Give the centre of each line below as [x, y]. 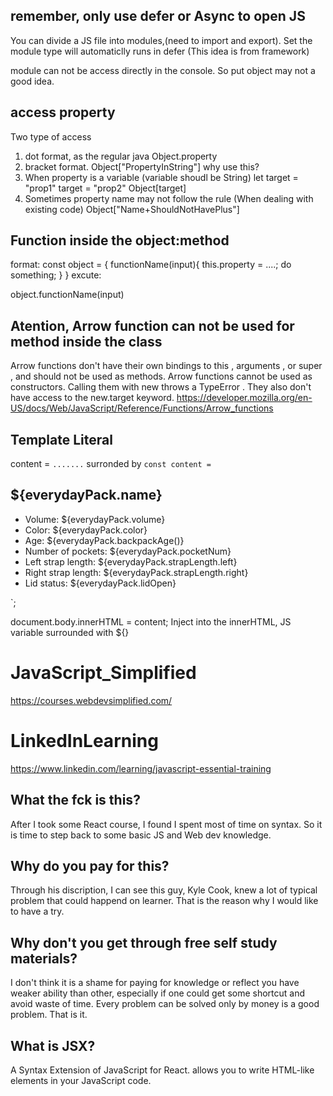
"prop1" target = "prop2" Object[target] [105, 188]
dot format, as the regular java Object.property [121, 156]
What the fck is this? [75, 800]
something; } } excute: [56, 275]
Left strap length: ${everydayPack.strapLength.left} [131, 561]
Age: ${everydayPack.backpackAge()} [104, 540]
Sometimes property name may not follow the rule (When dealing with [169, 198]
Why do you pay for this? [90, 865]
